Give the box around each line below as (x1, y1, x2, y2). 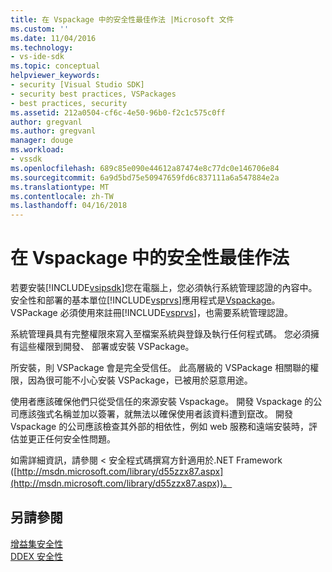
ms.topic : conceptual (10, 61, 101, 71)
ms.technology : (10, 42, 74, 53)
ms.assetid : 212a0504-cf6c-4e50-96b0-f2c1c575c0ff (10, 107, 226, 118)
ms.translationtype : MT (10, 182, 110, 192)
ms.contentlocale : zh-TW (10, 191, 114, 201)
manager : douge (10, 136, 74, 146)
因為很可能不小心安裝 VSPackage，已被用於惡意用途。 (27, 374, 253, 386)
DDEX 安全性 (10, 550, 64, 562)
